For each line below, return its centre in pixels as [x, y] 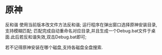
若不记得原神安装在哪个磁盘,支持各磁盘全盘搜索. [54, 47]
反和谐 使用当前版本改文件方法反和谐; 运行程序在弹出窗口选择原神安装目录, [81, 25]
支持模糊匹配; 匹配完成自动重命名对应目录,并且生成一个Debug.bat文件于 [78, 30]
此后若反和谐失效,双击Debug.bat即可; [49, 37]
